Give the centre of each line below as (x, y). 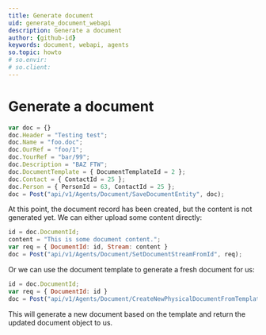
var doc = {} (30, 128)
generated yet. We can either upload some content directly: (105, 218)
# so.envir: (28, 60)
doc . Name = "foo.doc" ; (46, 142)
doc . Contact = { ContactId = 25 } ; (67, 179)
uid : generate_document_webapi (60, 23)
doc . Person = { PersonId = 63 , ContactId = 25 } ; (92, 187)
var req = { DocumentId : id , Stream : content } (88, 247)
